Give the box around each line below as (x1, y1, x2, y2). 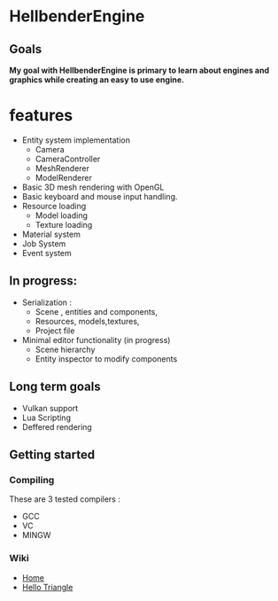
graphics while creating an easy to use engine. (9, 74, 184, 85)
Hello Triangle (21, 581, 73, 592)
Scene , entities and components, (35, 306, 158, 316)
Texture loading (35, 219, 93, 230)
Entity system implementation (21, 135, 131, 145)
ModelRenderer (35, 172, 93, 183)
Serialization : (21, 297, 73, 308)
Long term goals (9, 379, 101, 394)
